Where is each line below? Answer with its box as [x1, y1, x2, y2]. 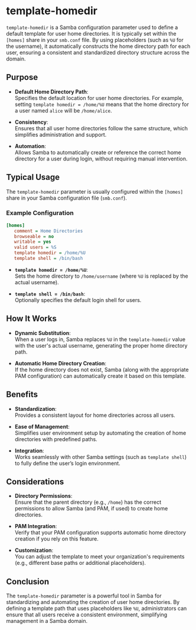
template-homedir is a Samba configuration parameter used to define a [6, 24, 178, 31]
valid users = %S [14, 245, 57, 250]
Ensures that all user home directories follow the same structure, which [14, 124, 188, 131]
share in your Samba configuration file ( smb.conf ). [6, 194, 127, 201]
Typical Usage [6, 172, 60, 182]
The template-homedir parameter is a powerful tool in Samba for [6, 592, 162, 599]
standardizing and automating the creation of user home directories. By [6, 599, 180, 606]
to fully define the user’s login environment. [14, 459, 121, 467]
